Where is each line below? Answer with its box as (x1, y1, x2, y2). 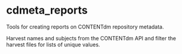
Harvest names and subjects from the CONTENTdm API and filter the (6, 34, 177, 42)
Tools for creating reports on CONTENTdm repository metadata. (6, 23, 165, 30)
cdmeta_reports (6, 4, 88, 17)
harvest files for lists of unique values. (6, 41, 101, 48)
